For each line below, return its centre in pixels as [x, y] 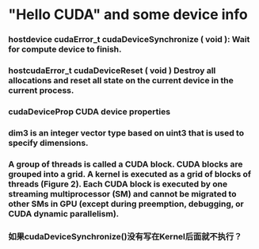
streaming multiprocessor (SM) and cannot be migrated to [122, 193]
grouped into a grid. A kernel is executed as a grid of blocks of [130, 174]
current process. [41, 90]
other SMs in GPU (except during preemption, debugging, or [126, 204]
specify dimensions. [48, 143]
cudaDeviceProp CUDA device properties [90, 111]
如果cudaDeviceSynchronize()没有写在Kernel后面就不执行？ [125, 236]
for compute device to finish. [65, 49]
